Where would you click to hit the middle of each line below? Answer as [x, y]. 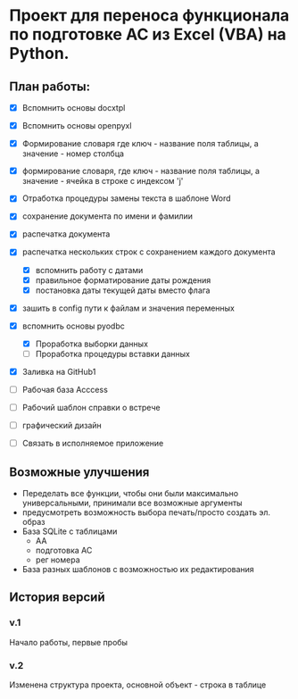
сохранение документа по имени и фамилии [108, 216]
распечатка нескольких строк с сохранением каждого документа [149, 252]
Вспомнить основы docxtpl [74, 108]
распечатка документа [66, 234]
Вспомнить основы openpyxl [77, 126]
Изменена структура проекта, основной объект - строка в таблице [138, 685]
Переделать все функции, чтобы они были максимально [130, 494]
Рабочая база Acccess [65, 390]
